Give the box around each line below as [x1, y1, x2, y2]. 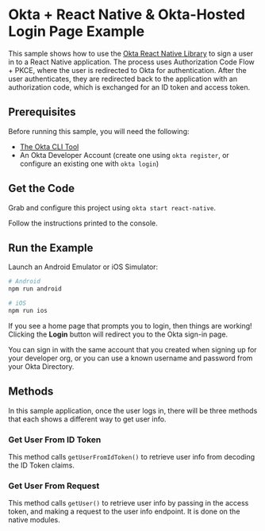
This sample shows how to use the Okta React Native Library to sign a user [8, 48, 254, 58]
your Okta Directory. [8, 361, 75, 371]
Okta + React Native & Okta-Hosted [8, 6, 246, 24]
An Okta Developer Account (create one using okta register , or [19, 150, 230, 160]
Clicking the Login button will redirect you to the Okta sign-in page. [8, 329, 229, 339]
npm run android [8, 285, 62, 293]
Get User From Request [8, 480, 100, 491]
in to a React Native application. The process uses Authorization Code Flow [8, 57, 255, 67]
